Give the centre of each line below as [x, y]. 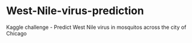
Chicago [16, 33]
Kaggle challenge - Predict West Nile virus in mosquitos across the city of [96, 27]
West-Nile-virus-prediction [75, 11]
